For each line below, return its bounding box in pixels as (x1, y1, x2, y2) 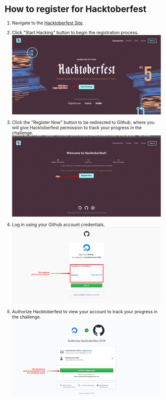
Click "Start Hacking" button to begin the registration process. (11, 29, 139, 35)
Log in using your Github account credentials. (11, 222, 105, 228)
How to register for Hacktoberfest (4, 3, 147, 15)
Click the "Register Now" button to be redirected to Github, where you (11, 119, 155, 125)
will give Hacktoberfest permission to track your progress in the (11, 124, 142, 130)
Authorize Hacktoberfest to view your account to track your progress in (11, 308, 158, 314)
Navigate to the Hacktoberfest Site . (11, 20, 84, 26)
